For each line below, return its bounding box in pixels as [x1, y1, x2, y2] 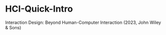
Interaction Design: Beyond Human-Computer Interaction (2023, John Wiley [5, 19, 161, 25]
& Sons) [5, 24, 21, 30]
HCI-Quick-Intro [5, 3, 73, 15]
